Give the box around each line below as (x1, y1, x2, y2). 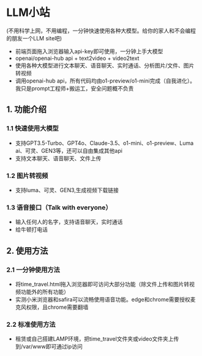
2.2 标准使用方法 (6, 320, 56, 328)
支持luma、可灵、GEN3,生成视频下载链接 (15, 186, 119, 193)
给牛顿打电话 (15, 226, 48, 233)
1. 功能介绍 (6, 105, 47, 115)
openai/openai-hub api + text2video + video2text (15, 54, 140, 62)
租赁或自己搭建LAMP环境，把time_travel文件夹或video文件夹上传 (15, 335, 179, 343)
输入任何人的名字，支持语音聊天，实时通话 (15, 218, 123, 226)
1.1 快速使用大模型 (6, 124, 59, 133)
